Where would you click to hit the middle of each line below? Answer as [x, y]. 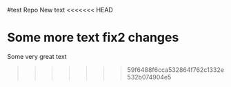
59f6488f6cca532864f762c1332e [175, 70]
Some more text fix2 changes [93, 38]
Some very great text [37, 56]
